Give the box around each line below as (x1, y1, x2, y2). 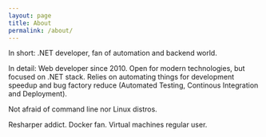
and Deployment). (8, 89, 68, 99)
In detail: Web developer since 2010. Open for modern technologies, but (8, 64, 245, 73)
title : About (8, 19, 52, 27)
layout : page (8, 11, 52, 20)
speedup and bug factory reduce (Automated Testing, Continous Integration (8, 80, 259, 90)
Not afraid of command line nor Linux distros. (8, 104, 157, 114)
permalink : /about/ (8, 26, 73, 34)
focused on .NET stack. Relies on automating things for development (8, 72, 234, 82)
